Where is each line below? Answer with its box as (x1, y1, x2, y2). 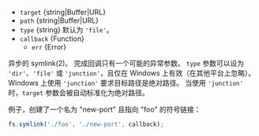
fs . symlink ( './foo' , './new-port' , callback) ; (8, 120, 164, 128)
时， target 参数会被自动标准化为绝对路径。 (8, 88, 149, 97)
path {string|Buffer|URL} (19, 16, 99, 25)
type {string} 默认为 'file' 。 (19, 25, 114, 35)
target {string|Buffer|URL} (19, 8, 107, 17)
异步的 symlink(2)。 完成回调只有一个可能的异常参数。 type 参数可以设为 (8, 59, 245, 68)
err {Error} (31, 42, 67, 51)
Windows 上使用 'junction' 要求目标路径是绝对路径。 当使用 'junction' (8, 79, 243, 87)
